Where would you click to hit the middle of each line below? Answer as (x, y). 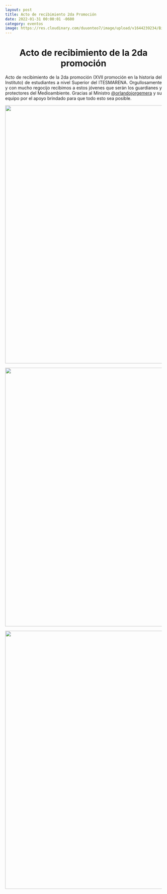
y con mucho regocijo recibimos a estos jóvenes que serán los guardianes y (83, 88)
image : (12, 28)
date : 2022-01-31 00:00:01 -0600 (40, 19)
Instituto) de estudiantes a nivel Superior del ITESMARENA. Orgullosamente (83, 83)
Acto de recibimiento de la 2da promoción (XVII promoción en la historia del (83, 77)
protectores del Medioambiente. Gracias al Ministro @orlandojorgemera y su (83, 93)
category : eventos (24, 24)
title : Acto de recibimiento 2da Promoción (51, 14)
